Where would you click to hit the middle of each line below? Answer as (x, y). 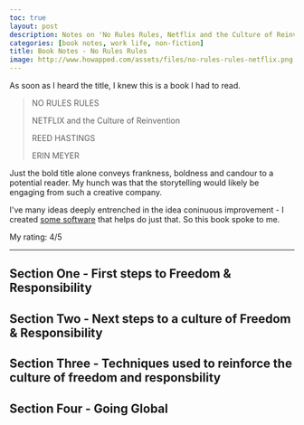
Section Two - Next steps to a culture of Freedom (150, 319)
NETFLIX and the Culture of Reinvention (106, 120)
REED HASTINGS (63, 138)
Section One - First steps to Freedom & (120, 274)
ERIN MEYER (55, 156)
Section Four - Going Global (89, 408)
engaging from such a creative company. (86, 192)
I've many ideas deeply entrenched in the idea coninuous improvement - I (147, 210)
